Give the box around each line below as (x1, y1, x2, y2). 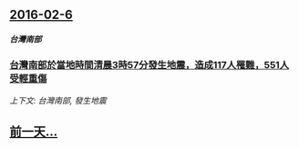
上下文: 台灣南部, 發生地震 (9, 94, 107, 105)
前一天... (9, 124, 58, 140)
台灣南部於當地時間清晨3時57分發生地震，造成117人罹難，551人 (9, 59, 290, 72)
